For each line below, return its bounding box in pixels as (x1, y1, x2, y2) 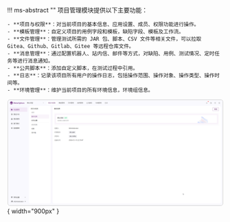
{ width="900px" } (7, 207, 60, 215)
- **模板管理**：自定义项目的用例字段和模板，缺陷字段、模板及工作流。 (7, 28, 184, 35)
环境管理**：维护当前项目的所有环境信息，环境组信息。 (19, 87, 154, 93)
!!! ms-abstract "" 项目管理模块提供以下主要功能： (7, 6, 148, 14)
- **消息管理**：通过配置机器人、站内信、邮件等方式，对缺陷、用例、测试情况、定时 (7, 50, 215, 57)
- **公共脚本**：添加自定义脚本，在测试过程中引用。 (7, 65, 139, 71)
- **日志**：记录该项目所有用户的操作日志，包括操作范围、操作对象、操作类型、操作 (7, 72, 215, 79)
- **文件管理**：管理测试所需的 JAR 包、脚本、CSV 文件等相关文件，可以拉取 (7, 36, 202, 43)
